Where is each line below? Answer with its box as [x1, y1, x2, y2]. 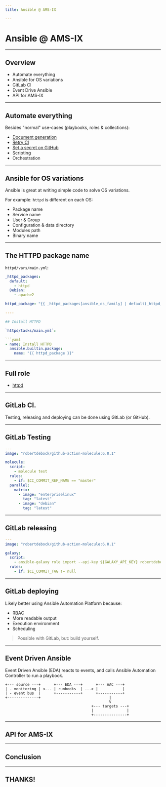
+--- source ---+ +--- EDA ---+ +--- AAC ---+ [5, 682, 125, 687]
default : [9, 278, 28, 284]
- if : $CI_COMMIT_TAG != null [14, 569, 77, 574]
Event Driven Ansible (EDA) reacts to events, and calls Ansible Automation [5, 667, 156, 673]
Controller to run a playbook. [5, 672, 64, 678]
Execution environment [12, 620, 60, 626]
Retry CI [12, 139, 29, 146]
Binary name [12, 233, 39, 238]
